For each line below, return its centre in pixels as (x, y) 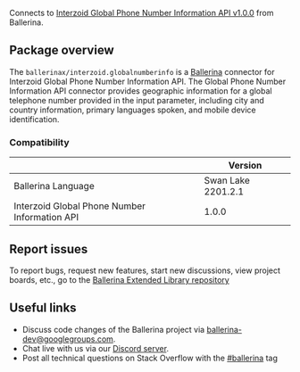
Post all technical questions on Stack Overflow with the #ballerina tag (150, 358)
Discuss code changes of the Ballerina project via (113, 329)
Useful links (43, 308)
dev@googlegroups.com (68, 339)
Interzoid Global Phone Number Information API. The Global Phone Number (148, 81)
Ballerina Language (54, 186)
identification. (34, 119)
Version (245, 166)
